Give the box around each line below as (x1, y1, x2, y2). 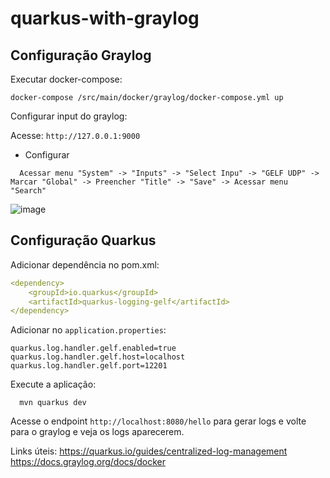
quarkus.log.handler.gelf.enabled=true (10, 343, 177, 354)
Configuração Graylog (10, 47, 152, 64)
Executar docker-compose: (10, 73, 123, 85)
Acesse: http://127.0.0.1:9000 (10, 130, 141, 141)
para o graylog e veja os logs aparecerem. (10, 426, 185, 438)
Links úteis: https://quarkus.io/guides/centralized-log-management (10, 445, 288, 457)
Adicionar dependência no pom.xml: (10, 258, 160, 271)
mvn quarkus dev (19, 398, 87, 408)
